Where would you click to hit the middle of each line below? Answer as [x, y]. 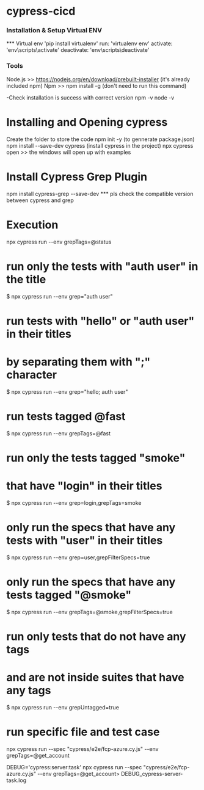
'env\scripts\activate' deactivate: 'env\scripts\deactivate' [78, 50]
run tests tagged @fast [66, 416]
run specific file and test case [83, 732]
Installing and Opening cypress [87, 122]
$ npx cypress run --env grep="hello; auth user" [67, 391]
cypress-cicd [41, 11]
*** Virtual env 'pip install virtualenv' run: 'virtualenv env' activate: [89, 43]
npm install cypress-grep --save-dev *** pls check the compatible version [100, 194]
